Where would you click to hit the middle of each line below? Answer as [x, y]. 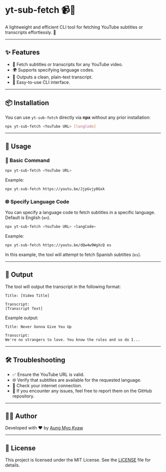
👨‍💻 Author [21, 416]
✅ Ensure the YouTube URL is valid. [48, 374]
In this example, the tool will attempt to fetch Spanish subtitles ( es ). [73, 254]
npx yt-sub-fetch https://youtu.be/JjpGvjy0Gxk [55, 189]
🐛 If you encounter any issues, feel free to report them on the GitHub [82, 391]
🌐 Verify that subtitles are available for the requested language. [77, 380]
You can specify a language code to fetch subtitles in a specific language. [80, 213]
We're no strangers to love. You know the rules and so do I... [73, 340]
